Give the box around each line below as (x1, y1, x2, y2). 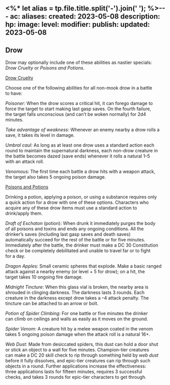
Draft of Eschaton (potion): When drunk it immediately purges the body (5, 220, 156, 226)
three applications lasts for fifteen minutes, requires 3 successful (5, 369, 142, 375)
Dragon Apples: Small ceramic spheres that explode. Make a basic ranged (5, 263, 162, 269)
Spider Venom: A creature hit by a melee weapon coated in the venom (5, 326, 153, 332)
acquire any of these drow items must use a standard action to (5, 205, 137, 211)
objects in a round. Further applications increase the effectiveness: (5, 363, 146, 370)
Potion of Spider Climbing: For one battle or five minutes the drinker (5, 310, 148, 317)
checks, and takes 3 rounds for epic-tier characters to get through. (5, 374, 147, 380)
